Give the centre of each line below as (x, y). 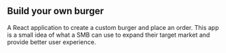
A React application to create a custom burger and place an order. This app (113, 27)
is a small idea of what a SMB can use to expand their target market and (109, 35)
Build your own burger (55, 11)
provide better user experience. (52, 42)
